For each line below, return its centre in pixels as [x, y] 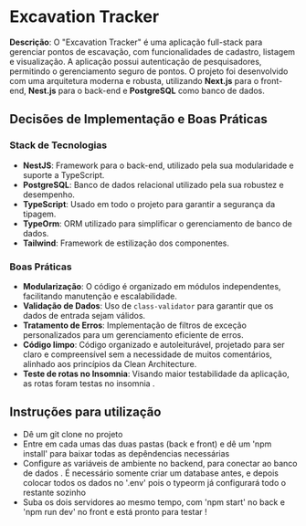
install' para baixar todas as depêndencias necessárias [126, 453]
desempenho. [49, 195]
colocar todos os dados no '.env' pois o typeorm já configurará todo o [154, 482]
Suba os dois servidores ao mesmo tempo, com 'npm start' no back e [154, 502]
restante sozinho [54, 492]
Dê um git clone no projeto [73, 434]
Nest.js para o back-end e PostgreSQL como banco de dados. [146, 90]
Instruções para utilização [85, 412]
